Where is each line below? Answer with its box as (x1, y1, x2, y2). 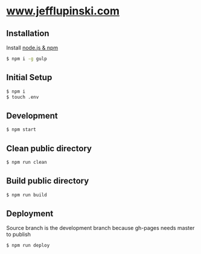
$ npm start (6, 126, 36, 133)
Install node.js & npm (6, 44, 59, 51)
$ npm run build (6, 191, 47, 198)
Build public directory (6, 176, 89, 186)
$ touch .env (6, 94, 39, 100)
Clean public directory (6, 143, 92, 153)
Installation (6, 28, 49, 39)
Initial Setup (6, 72, 53, 82)
